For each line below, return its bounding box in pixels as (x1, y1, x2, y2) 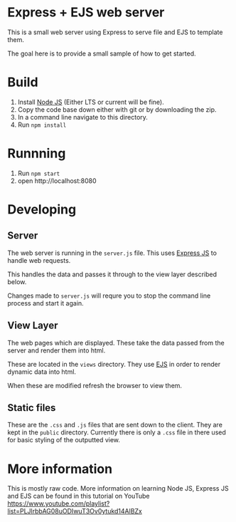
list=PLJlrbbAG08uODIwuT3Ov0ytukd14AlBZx (7, 507, 142, 516)
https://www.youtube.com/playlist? (7, 499, 110, 508)
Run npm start (17, 169, 60, 177)
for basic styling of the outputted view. (7, 436, 121, 444)
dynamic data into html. (7, 367, 77, 376)
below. (7, 277, 27, 286)
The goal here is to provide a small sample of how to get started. (7, 49, 197, 58)
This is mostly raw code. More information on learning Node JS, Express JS (7, 484, 229, 493)
